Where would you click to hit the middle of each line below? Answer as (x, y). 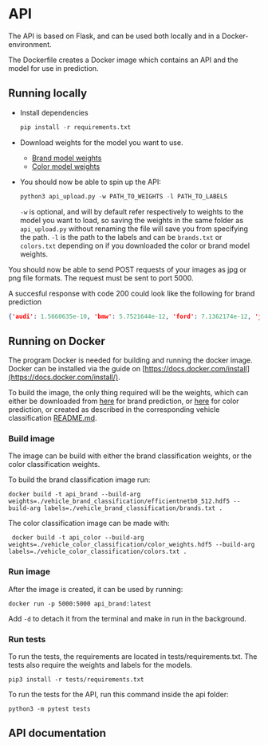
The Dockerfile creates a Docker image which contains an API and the (123, 60)
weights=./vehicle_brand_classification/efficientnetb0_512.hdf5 (119, 502)
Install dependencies (54, 112)
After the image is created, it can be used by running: (96, 589)
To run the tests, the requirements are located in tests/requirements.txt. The (133, 657)
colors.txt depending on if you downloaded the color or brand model (134, 245)
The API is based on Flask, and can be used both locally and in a (114, 36)
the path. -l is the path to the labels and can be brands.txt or (121, 237)
